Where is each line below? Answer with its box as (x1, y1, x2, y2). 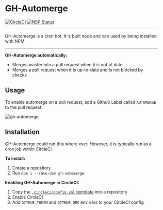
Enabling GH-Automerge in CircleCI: (5, 179, 80, 185)
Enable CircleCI (12, 194, 43, 200)
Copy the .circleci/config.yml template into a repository (12, 189, 128, 195)
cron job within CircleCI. (5, 146, 53, 152)
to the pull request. (5, 104, 43, 110)
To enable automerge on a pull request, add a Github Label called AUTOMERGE (5, 99, 156, 105)
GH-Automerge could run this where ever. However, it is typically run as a (5, 141, 152, 147)
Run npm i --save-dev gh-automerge (12, 170, 84, 176)
